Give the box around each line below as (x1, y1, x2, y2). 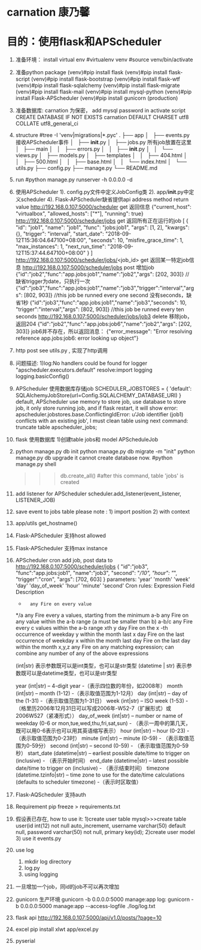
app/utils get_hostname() (15, 520, 78, 527)
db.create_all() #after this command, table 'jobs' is (60, 472, 184, 479)
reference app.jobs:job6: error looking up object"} (15, 334, 139, 342)
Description (15, 589, 44, 596)
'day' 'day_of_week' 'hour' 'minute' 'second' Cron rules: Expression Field (15, 582, 195, 589)
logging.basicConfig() (15, 373, 69, 380)
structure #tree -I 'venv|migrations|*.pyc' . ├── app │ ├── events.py (15, 132, 190, 139)
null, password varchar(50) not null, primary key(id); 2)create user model (15, 829, 195, 836)
